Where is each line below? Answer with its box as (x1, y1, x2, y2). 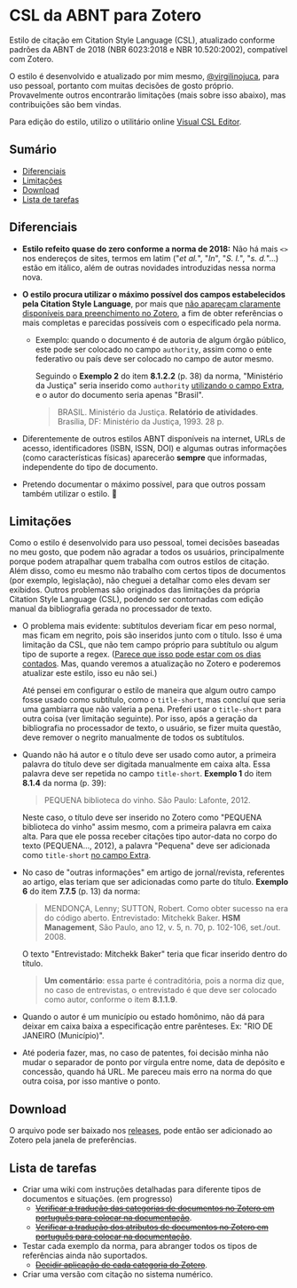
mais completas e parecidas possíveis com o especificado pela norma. (21, 317, 282, 328)
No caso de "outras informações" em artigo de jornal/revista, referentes (21, 867, 285, 878)
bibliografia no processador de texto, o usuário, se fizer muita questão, (21, 723, 282, 734)
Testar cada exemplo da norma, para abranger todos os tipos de (21, 1241, 258, 1251)
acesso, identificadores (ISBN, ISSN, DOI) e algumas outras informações (21, 442, 287, 453)
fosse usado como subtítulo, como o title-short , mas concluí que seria (21, 695, 286, 705)
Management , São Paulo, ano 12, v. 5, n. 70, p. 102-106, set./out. (43, 922, 281, 933)
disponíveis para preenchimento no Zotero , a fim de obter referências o (21, 307, 284, 318)
